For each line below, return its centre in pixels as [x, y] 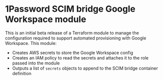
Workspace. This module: [31, 43]
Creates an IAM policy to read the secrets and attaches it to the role [80, 58]
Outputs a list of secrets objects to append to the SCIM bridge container [85, 68]
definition [22, 73]
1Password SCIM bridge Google [70, 9]
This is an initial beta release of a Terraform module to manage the [72, 33]
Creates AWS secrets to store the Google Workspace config [73, 53]
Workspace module [46, 19]
